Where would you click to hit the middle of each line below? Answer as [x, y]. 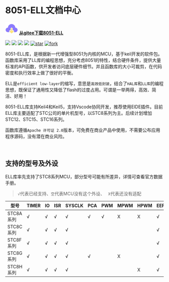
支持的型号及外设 [32, 163]
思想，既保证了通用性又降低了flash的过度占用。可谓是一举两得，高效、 [79, 90]
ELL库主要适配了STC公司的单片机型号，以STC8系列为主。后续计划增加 [79, 113]
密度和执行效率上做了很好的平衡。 [40, 73]
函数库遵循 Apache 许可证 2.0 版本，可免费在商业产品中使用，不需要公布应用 [83, 130]
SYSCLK [74, 205]
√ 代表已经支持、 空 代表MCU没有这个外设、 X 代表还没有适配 [79, 193]
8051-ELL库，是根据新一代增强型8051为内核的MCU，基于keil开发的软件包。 [84, 54]
